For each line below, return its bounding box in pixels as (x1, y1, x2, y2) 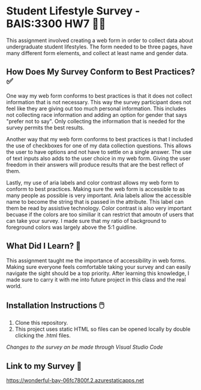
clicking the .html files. (14, 332, 71, 339)
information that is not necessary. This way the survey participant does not (6, 98, 191, 105)
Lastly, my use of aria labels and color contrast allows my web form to (6, 179, 179, 186)
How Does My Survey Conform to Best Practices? (6, 67, 195, 77)
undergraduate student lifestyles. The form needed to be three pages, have (6, 43, 193, 50)
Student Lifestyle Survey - (6, 4, 140, 18)
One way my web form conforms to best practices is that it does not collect (6, 92, 193, 99)
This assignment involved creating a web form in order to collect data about (6, 37, 193, 44)
